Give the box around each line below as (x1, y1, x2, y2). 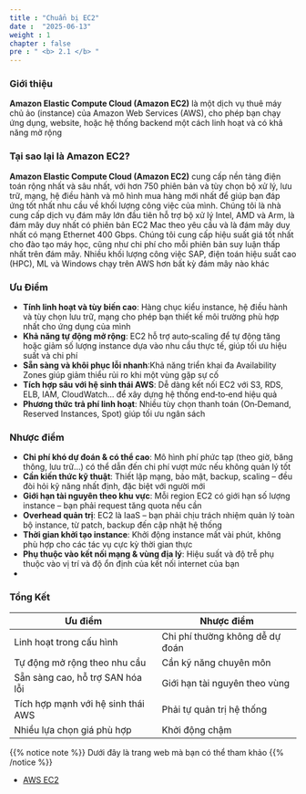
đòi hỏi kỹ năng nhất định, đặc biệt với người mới (22, 481, 206, 492)
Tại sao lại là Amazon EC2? (9, 150, 130, 162)
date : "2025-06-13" (9, 22, 92, 31)
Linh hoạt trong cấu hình (14, 635, 118, 648)
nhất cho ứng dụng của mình (22, 321, 131, 332)
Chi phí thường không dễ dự (161, 630, 281, 643)
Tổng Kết (9, 590, 50, 603)
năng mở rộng (9, 127, 62, 138)
